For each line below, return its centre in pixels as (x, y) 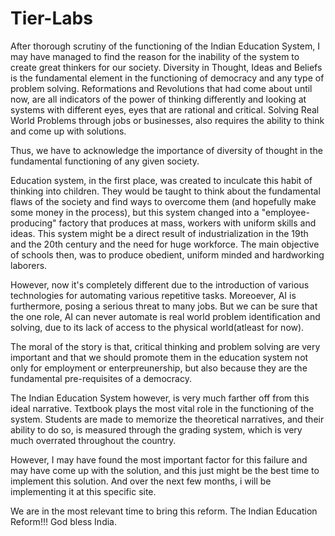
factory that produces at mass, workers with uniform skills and (187, 223)
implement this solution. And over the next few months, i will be (141, 481)
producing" (33, 223)
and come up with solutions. (68, 131)
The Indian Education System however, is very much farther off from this (160, 398)
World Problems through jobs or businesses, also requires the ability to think (167, 120)
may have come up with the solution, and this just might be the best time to (165, 470)
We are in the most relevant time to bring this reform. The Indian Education (164, 511)
